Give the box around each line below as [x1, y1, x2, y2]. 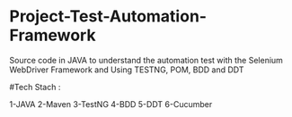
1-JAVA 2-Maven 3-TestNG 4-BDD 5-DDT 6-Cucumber [9, 98, 213, 109]
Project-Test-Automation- [9, 6, 208, 27]
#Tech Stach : [9, 81, 61, 92]
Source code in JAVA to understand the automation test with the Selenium [9, 54, 283, 65]
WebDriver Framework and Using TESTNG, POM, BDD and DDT [9, 64, 244, 75]
